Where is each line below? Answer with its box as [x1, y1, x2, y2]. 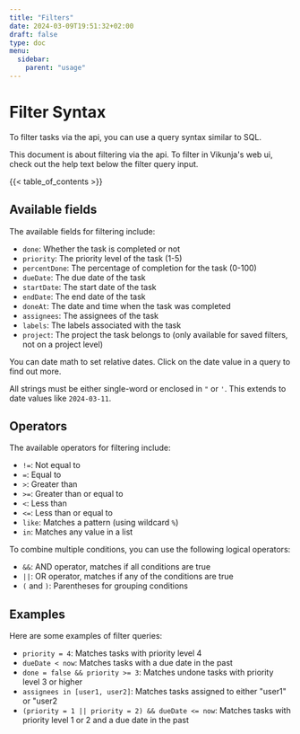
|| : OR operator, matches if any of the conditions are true [21, 571, 235, 582]
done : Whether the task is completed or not [21, 243, 181, 254]
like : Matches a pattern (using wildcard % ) [21, 517, 179, 528]
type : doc [9, 38, 47, 48]
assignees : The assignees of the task [21, 310, 159, 321]
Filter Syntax [9, 102, 107, 122]
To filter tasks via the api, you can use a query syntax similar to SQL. [9, 131, 262, 142]
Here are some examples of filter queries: [9, 631, 163, 641]
